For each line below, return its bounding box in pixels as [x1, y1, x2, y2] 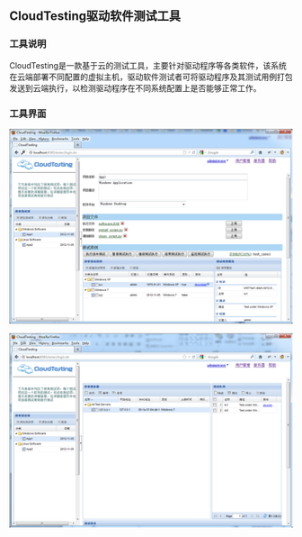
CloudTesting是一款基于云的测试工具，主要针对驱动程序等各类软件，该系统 [9, 59, 288, 70]
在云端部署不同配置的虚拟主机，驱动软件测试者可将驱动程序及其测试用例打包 [9, 71, 293, 82]
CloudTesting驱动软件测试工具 [9, 8, 182, 24]
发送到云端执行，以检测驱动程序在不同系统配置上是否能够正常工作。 [9, 82, 262, 93]
